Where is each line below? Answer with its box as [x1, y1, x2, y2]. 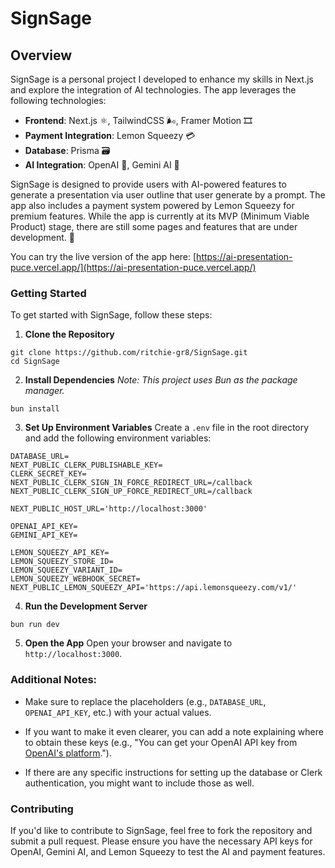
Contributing [10, 802, 74, 816]
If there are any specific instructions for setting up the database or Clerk [24, 766, 323, 778]
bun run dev [10, 620, 60, 630]
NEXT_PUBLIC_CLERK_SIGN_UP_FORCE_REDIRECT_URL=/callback [10, 487, 253, 497]
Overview [10, 47, 73, 64]
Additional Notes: [10, 673, 98, 687]
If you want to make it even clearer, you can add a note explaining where [24, 725, 324, 737]
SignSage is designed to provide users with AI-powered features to [10, 178, 287, 190]
